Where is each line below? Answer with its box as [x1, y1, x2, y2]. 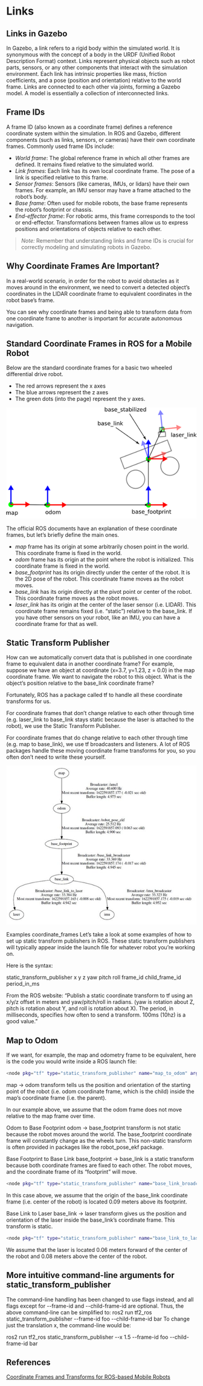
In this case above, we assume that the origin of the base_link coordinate [6, 1191, 188, 1199]
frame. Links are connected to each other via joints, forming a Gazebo [6, 83, 181, 90]
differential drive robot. [6, 371, 63, 378]
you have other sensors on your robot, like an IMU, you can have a [14, 614, 181, 621]
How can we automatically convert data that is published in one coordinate [6, 654, 192, 661]
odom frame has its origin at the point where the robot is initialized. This [14, 556, 195, 563]
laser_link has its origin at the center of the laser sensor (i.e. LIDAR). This [14, 600, 196, 608]
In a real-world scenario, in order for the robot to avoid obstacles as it [6, 277, 179, 284]
